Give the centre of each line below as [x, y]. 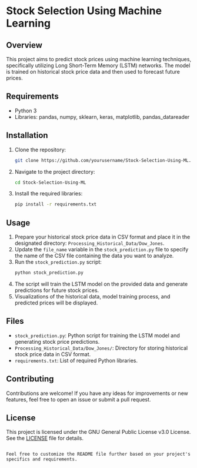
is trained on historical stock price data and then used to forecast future [93, 72]
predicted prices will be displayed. [56, 303]
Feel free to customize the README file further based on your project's [98, 454]
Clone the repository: [40, 150]
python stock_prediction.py [49, 273]
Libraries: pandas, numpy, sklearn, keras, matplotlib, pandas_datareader [102, 117]
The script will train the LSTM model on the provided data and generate [101, 284]
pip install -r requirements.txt [56, 204]
